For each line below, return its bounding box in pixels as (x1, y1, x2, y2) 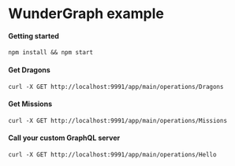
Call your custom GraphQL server (8, 133, 121, 142)
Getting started (8, 31, 59, 40)
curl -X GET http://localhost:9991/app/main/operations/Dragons (8, 83, 224, 90)
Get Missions (8, 99, 53, 109)
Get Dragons (8, 65, 51, 75)
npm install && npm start (8, 49, 93, 57)
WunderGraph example (8, 5, 164, 23)
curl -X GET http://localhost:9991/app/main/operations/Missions (8, 116, 227, 124)
